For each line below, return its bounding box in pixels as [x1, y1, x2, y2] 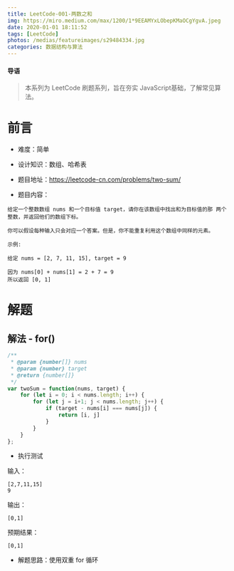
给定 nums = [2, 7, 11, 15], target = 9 [7, 255, 127, 262]
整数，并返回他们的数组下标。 [7, 214, 82, 221]
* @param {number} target [10, 365, 87, 372]
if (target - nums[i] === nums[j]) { [45, 405, 158, 412]
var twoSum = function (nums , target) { [7, 385, 126, 392]
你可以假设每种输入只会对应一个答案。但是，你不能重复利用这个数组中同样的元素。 [7, 227, 214, 235]
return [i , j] [58, 412, 100, 419]
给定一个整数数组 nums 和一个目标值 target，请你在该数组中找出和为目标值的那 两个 [7, 206, 227, 214]
